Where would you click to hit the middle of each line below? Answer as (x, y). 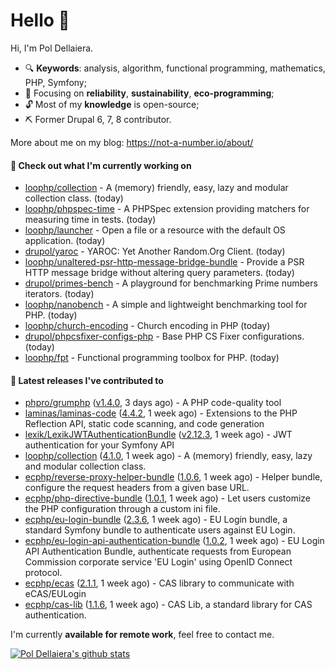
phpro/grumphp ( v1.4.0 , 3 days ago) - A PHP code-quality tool (153, 403)
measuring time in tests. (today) (90, 220)
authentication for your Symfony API (99, 445)
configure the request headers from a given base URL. (137, 488)
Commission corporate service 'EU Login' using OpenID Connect (158, 562)
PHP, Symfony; (55, 82)
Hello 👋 (40, 20)
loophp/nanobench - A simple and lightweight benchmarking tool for (166, 305)
